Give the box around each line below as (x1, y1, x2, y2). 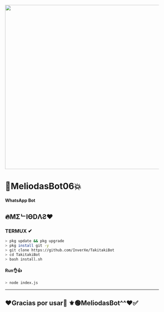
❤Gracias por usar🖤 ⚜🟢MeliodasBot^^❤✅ (5, 299, 139, 307)
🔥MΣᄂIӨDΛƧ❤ (5, 213, 54, 221)
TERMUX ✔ (5, 228, 33, 234)
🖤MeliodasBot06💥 (5, 181, 82, 192)
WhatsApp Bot (5, 197, 36, 203)
